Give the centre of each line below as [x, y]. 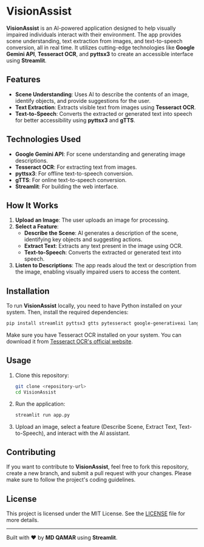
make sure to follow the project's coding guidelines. [71, 480]
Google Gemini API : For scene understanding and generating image [100, 154]
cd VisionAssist [36, 392]
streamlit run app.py [42, 415]
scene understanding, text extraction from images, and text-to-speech [95, 41]
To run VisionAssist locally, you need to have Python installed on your [94, 306]
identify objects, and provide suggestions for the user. [83, 101]
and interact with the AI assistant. [88, 433]
